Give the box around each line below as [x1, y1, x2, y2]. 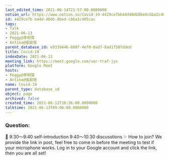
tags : [5, 21, 17, 27]
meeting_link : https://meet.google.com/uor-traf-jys [5, 59, 118, 64]
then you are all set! [5, 150, 46, 156]
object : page [5, 91, 33, 96]
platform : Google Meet [5, 63, 53, 68]
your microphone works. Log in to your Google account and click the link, [5, 145, 157, 151]
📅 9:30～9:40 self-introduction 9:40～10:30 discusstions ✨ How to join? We [5, 134, 162, 140]
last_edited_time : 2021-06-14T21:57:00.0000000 [5, 7, 107, 13]
